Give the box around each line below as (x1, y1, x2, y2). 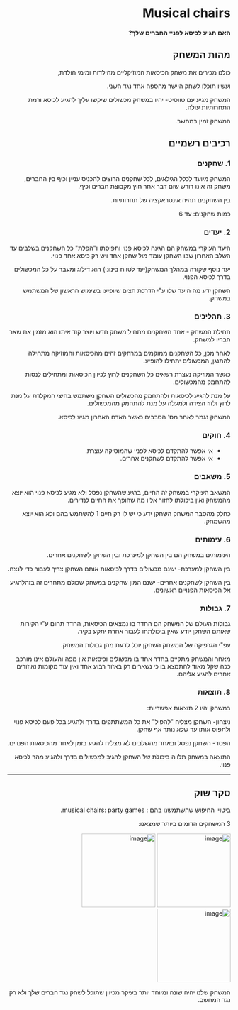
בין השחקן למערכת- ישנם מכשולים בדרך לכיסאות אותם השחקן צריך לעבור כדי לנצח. (8, 564, 231, 573)
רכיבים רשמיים (168, 137, 231, 150)
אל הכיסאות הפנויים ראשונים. (153, 586, 231, 594)
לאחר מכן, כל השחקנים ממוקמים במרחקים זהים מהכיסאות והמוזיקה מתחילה (28, 349, 231, 358)
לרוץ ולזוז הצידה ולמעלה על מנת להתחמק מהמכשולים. (87, 399, 231, 407)
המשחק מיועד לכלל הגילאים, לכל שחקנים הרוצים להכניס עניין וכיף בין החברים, (23, 175, 231, 183)
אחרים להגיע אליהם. (176, 669, 231, 679)
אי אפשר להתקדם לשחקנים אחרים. (120, 454, 213, 463)
